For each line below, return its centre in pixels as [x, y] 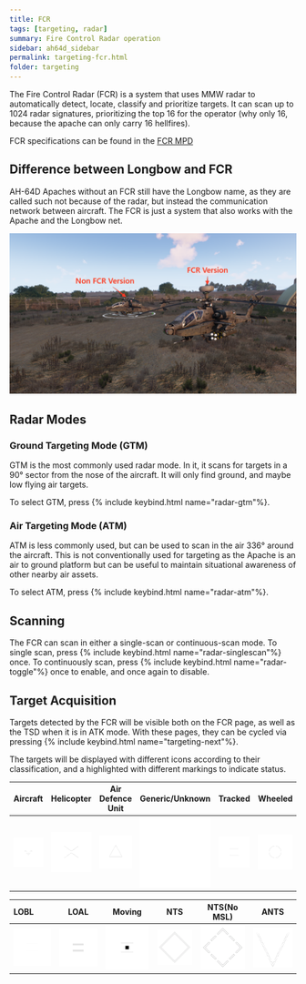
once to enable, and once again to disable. [129, 672]
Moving [127, 912]
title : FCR [30, 19]
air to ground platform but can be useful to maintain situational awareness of [153, 565]
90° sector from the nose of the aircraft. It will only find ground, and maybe [150, 475]
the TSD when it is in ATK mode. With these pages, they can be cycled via [148, 732]
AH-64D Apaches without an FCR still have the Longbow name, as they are [150, 191]
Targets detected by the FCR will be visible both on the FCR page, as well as [153, 722]
